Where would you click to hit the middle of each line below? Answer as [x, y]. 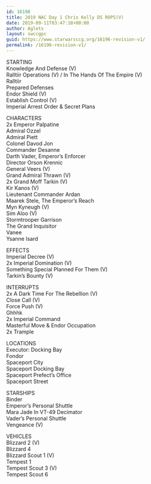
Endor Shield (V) [26, 94]
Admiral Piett [22, 137]
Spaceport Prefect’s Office [39, 375]
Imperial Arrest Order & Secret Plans [51, 106]
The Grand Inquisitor [31, 226]
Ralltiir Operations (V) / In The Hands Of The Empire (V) [74, 75]
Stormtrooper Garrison [34, 219]
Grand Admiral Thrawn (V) [38, 175]
